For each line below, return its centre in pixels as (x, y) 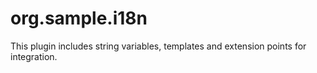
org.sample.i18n (79, 18)
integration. (34, 56)
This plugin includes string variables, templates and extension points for (158, 46)
